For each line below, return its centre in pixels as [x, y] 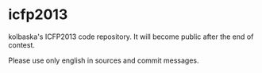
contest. [22, 44]
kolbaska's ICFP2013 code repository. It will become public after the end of [131, 36]
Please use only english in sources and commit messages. [104, 60]
